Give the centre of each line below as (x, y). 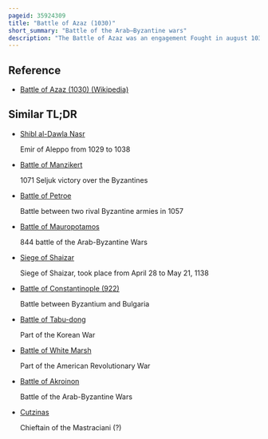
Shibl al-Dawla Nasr (52, 133)
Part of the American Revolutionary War (85, 366)
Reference (35, 70)
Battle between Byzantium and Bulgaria (85, 303)
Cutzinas (34, 412)
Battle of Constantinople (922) (69, 288)
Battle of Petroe (45, 196)
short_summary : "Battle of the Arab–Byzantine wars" (98, 30)
